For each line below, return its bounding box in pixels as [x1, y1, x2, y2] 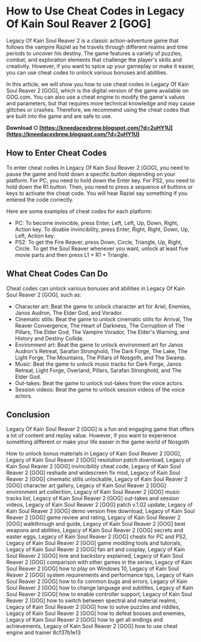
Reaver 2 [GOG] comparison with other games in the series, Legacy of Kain [6, 558, 193, 566]
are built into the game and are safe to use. [6, 113, 112, 120]
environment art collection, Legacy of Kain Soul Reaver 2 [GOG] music [6, 489, 180, 496]
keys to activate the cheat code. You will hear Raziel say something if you [6, 190, 188, 197]
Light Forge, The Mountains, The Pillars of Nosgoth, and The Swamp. [14, 354, 186, 361]
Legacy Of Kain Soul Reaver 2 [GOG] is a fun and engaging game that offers [6, 425, 194, 433]
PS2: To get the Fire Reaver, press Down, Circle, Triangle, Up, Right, [14, 238, 183, 245]
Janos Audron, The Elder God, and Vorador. [14, 309, 123, 316]
